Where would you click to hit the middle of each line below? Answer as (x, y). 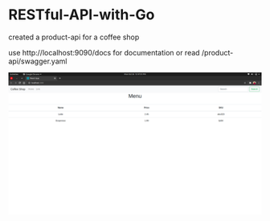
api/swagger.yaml (38, 61)
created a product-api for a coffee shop (74, 37)
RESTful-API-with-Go (82, 15)
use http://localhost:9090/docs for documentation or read (104, 52)
